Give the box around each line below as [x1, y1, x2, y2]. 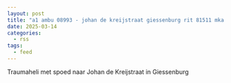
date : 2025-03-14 [7, 23, 57, 30]
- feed [13, 49, 33, 56]
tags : [7, 42, 23, 49]
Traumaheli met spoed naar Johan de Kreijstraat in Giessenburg [7, 67, 189, 76]
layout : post [7, 10, 45, 17]
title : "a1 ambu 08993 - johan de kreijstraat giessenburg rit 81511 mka [7, 17, 225, 24]
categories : [7, 29, 41, 37]
